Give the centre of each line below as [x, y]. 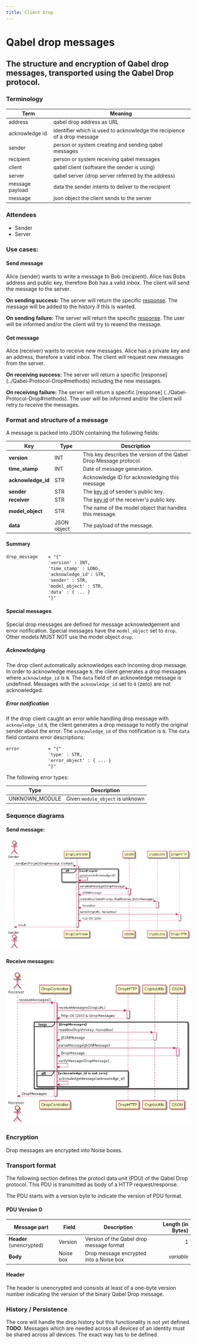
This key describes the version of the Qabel [135, 455]
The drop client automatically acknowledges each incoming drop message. [97, 665]
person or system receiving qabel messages [106, 159]
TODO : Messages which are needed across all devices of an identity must [96, 1328]
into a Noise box [104, 1260]
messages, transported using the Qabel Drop [90, 73]
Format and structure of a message [57, 420]
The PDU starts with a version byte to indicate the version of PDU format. [94, 1196]
